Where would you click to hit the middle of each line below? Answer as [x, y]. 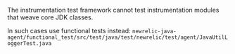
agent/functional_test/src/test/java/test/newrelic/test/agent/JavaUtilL [118, 37]
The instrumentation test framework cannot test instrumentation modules [113, 10]
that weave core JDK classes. [50, 17]
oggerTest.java [30, 44]
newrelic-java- [155, 31]
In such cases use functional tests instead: [69, 31]
